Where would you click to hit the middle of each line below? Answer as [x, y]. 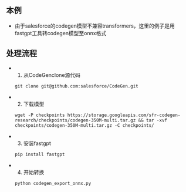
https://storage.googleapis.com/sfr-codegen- [124, 115]
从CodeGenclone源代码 [52, 75]
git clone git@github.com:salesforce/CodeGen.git [77, 86]
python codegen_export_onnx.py [53, 183]
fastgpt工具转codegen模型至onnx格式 [60, 33]
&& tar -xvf [153, 120]
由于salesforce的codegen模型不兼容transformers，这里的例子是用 [94, 26]
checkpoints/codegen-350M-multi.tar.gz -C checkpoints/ [84, 125]
